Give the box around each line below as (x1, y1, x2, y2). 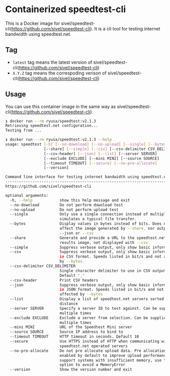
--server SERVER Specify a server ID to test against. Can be (10, 306, 157, 311)
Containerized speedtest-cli (5, 4, 126, 15)
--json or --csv (59, 230, 94, 236)
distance (59, 301, 78, 307)
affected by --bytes (59, 292, 103, 297)
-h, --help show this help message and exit (10, 197, 130, 203)
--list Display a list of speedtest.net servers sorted (10, 297, 164, 302)
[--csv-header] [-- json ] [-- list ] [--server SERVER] (44, 151, 157, 156)
